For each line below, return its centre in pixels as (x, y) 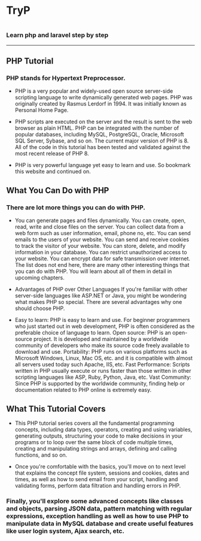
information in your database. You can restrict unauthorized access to (101, 253)
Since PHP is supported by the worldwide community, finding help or (100, 384)
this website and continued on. (53, 172)
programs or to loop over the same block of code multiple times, (94, 442)
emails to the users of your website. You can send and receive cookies (102, 239)
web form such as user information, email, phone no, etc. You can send (103, 233)
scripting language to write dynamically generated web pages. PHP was (103, 98)
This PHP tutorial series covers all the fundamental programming (95, 423)
